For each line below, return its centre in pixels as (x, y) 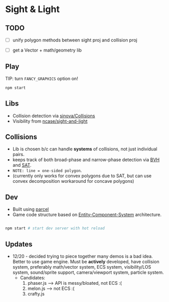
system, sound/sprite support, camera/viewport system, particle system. (88, 272)
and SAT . (22, 165)
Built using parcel (31, 209)
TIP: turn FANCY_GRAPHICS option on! (42, 78)
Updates (19, 244)
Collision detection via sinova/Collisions (54, 116)
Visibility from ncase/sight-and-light (50, 121)
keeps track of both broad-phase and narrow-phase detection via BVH (86, 160)
